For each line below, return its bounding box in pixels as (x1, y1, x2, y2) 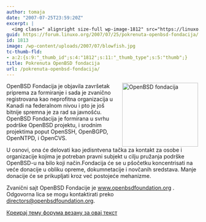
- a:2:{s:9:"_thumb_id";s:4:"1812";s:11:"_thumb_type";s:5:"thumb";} (6, 54, 188, 61)
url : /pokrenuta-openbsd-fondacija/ (6, 65, 100, 72)
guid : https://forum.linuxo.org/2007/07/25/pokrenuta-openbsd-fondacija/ (6, 32, 199, 38)
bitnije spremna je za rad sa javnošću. (6, 108, 102, 116)
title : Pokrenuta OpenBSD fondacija (6, 60, 100, 66)
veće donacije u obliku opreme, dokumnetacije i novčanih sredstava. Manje (6, 166, 197, 173)
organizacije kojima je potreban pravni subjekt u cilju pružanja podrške (6, 153, 185, 160)
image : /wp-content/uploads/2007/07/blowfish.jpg (6, 43, 136, 50)
